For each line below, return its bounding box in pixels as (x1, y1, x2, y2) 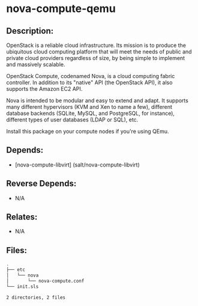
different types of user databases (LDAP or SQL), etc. (6, 116, 139, 123)
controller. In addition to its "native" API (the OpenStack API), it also (6, 79, 173, 86)
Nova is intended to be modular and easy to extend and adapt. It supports (6, 97, 189, 104)
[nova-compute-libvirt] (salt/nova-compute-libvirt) (14, 161, 140, 168)
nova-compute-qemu (6, 2, 116, 16)
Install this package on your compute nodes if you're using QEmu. (6, 128, 169, 135)
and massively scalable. (6, 61, 65, 68)
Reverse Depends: (6, 179, 77, 189)
